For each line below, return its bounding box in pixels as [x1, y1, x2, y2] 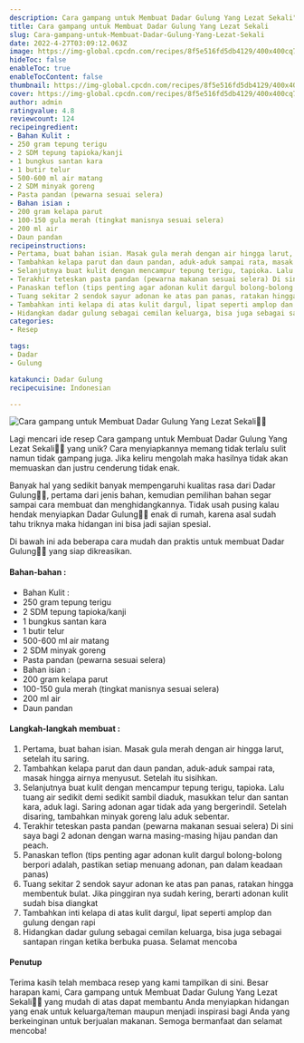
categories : [9, 317, 54, 327]
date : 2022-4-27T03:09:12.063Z [9, 38, 128, 48]
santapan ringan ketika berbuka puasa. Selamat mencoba [22, 936, 238, 947]
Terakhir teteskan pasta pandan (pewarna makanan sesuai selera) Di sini [22, 820, 294, 831]
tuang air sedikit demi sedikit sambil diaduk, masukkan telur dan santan [22, 791, 290, 803]
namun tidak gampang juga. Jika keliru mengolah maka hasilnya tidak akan [9, 453, 289, 463]
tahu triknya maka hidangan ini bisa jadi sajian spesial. [9, 519, 211, 530]
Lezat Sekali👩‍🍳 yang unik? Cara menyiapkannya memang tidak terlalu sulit [9, 444, 287, 454]
